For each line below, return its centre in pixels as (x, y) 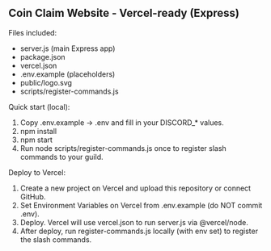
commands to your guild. (61, 157)
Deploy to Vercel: (37, 172)
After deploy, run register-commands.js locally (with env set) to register (139, 231)
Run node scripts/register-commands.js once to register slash (123, 148)
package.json (43, 56)
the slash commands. (56, 239)
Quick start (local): (39, 107)
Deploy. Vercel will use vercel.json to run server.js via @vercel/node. (134, 222)
